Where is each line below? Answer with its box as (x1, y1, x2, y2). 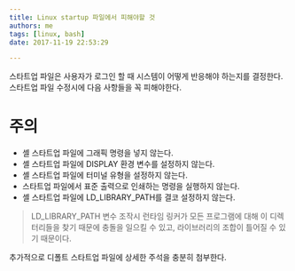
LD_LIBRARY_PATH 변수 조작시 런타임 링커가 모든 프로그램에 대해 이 (30, 211, 268, 222)
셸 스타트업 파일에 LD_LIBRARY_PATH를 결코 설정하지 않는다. (21, 192, 236, 203)
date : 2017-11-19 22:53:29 (9, 37, 109, 47)
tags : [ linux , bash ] (9, 29, 86, 38)
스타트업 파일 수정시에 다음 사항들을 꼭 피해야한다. (9, 82, 182, 93)
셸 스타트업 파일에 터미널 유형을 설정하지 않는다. (21, 170, 188, 180)
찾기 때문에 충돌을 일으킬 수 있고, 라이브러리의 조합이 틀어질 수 (61, 222, 277, 233)
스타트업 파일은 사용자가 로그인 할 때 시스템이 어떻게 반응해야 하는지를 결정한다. (9, 71, 283, 82)
